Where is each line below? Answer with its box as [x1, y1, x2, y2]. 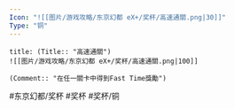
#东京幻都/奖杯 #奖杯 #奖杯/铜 [9, 90, 120, 101]
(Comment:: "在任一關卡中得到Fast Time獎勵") [9, 74, 167, 82]
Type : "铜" [9, 21, 49, 30]
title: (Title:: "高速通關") [9, 47, 112, 56]
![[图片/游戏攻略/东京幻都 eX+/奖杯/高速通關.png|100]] [9, 57, 199, 66]
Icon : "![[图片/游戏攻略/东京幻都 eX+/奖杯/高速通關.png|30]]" [9, 12, 226, 22]
